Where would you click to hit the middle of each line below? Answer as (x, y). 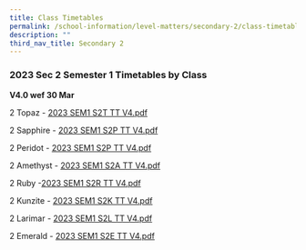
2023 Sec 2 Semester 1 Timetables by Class (108, 75)
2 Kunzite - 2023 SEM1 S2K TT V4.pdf (81, 200)
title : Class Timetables (56, 18)
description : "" (40, 35)
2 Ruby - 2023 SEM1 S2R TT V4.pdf (75, 183)
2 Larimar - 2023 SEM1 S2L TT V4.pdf (81, 218)
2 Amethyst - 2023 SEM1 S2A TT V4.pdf (85, 165)
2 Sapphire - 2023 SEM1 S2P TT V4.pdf (84, 130)
